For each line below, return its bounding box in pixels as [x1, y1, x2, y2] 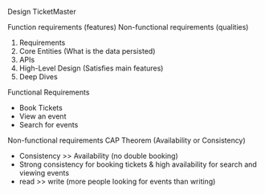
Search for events [18, 120, 79, 129]
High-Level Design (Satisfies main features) [18, 63, 164, 73]
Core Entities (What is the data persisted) [18, 46, 156, 55]
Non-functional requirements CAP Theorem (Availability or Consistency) [7, 135, 246, 145]
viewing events [18, 168, 70, 177]
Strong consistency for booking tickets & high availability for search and [18, 160, 258, 169]
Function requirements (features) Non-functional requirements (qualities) [7, 22, 249, 31]
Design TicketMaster [7, 7, 77, 16]
